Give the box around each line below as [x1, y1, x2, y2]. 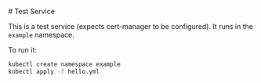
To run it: [8, 45, 38, 54]
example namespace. [8, 31, 74, 39]
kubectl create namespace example [8, 60, 121, 68]
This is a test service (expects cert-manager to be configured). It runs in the [8, 22, 253, 31]
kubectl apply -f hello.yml [8, 67, 100, 75]
